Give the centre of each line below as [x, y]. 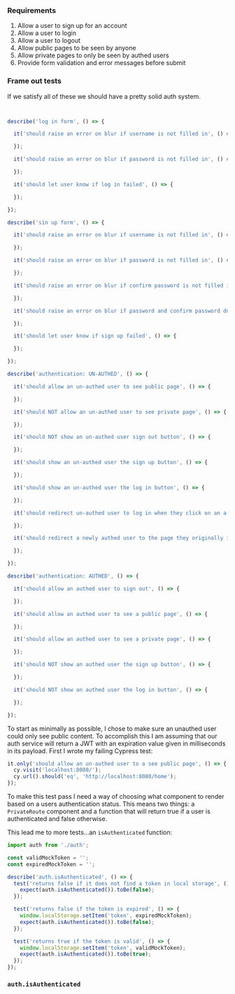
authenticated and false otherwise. [57, 819]
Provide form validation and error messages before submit [101, 63]
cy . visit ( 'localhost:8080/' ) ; [57, 770]
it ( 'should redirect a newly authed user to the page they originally [119, 538]
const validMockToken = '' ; [48, 857]
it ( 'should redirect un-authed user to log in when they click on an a [120, 513]
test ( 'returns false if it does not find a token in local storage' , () [122, 883]
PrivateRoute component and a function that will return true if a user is [109, 811]
